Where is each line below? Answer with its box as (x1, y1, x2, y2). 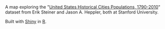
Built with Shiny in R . (5, 19, 47, 24)
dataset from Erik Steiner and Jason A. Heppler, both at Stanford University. (5, 9, 159, 15)
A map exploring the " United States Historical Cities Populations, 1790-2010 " (5, 4, 161, 10)
